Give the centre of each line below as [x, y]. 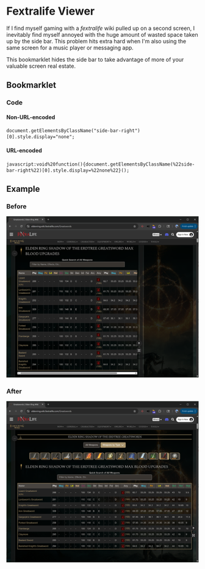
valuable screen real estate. [41, 66]
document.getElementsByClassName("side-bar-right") [73, 131]
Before [16, 206]
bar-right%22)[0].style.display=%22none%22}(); [68, 170]
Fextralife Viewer [51, 11]
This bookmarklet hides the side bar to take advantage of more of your [95, 59]
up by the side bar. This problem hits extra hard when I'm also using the [96, 41]
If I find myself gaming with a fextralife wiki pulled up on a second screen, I [101, 28]
